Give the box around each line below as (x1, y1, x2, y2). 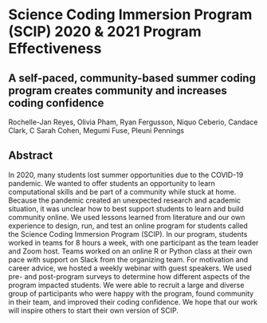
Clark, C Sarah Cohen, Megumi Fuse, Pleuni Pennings (8, 126, 185, 135)
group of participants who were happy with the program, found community (8, 289, 254, 298)
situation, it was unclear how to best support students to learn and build (8, 203, 245, 213)
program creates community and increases (8, 84, 227, 97)
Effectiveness (8, 40, 102, 57)
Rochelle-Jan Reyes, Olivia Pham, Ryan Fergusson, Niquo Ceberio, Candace (8, 117, 258, 127)
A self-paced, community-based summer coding (8, 71, 257, 85)
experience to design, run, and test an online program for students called (8, 221, 249, 230)
